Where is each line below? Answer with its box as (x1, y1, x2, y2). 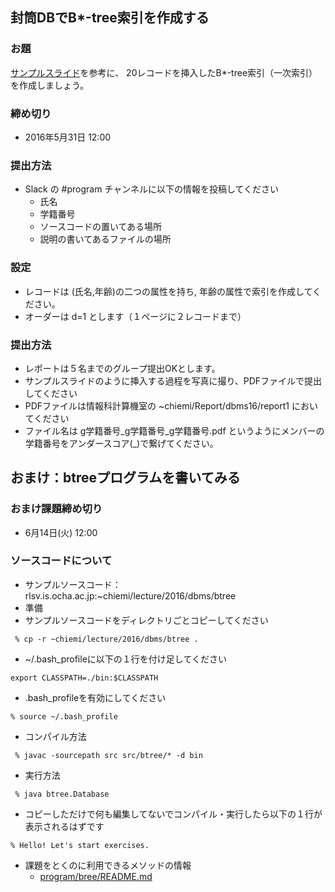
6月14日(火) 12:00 (24, 526, 98, 538)
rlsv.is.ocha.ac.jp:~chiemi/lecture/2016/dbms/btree (24, 589, 237, 602)
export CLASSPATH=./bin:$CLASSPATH (10, 673, 159, 683)
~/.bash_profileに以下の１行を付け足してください (24, 653, 227, 665)
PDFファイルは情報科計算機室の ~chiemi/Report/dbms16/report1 (24, 399, 290, 412)
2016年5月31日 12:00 (24, 131, 112, 143)
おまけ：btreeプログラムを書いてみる (10, 469, 241, 487)
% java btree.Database (14, 789, 110, 799)
